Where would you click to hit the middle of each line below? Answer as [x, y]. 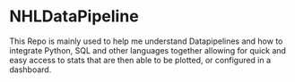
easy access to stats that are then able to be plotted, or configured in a [140, 60]
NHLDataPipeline [74, 16]
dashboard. [30, 70]
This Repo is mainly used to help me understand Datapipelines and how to [146, 41]
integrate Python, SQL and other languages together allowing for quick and [148, 50]
